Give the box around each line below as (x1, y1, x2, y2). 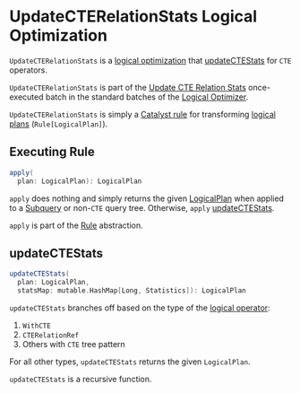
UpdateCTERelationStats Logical (9, 6, 258, 27)
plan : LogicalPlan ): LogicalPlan (17, 177, 142, 186)
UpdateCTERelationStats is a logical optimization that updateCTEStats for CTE (9, 55, 292, 65)
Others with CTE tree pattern (21, 338, 125, 349)
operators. (9, 65, 47, 75)
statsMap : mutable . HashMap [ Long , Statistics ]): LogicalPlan (17, 286, 246, 295)
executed (9, 92, 44, 102)
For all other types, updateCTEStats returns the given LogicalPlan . (9, 356, 251, 367)
